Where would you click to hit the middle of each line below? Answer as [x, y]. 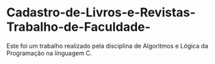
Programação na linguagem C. [49, 53]
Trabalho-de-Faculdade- [79, 27]
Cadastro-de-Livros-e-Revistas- [101, 13]
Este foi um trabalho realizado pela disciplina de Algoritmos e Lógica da [107, 46]
